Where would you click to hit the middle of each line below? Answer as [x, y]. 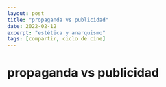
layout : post [26, 13]
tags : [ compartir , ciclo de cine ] [57, 39]
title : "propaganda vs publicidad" [58, 20]
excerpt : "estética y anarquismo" [57, 33]
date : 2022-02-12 [32, 26]
